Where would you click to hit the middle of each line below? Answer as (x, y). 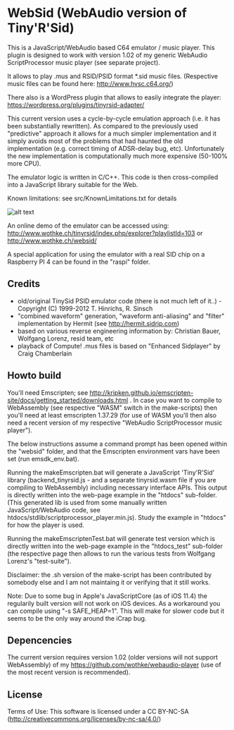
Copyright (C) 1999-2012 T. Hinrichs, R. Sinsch (85, 308)
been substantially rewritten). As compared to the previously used (103, 126)
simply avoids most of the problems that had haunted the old (95, 141)
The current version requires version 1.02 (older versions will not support (113, 657)
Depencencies (40, 640)
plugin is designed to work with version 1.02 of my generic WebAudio (108, 55)
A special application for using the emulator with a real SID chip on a (106, 254)
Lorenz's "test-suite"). (39, 561)
